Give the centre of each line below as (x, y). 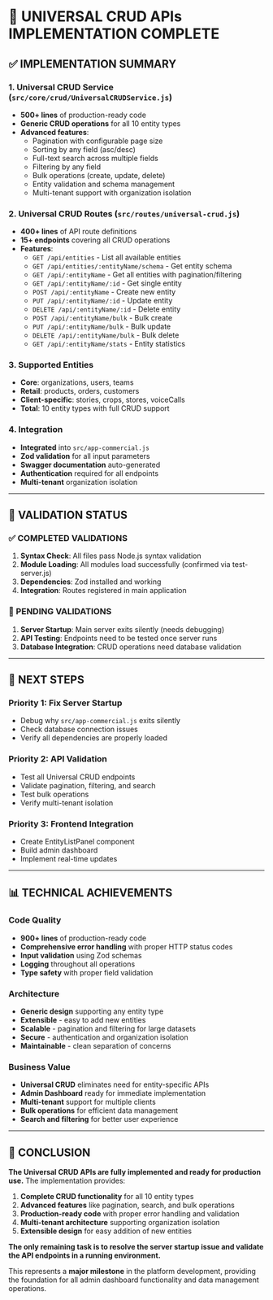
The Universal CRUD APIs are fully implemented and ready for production (135, 1172)
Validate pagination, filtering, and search (88, 785)
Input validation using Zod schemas (81, 955)
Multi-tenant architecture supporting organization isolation (120, 1223)
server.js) (36, 574)
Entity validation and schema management (104, 184)
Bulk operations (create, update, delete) (99, 175)
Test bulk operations (54, 794)
